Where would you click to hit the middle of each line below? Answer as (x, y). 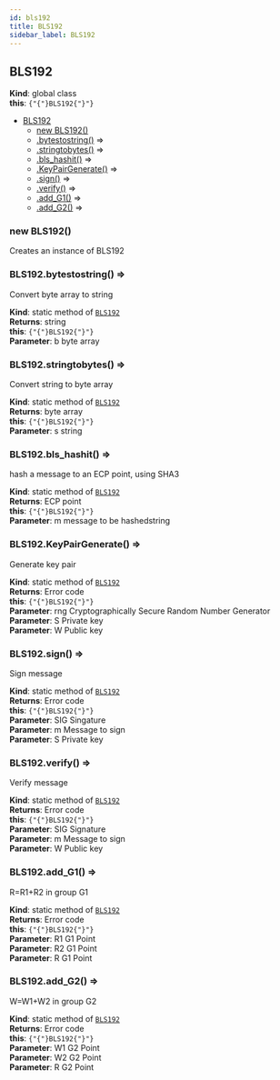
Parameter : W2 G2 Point (55, 1057)
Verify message (39, 783)
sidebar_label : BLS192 (52, 35)
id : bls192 (30, 18)
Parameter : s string (46, 431)
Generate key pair (43, 564)
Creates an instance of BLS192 (67, 251)
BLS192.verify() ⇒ (50, 763)
